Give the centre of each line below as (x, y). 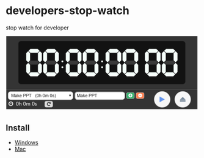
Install (18, 128)
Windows (26, 143)
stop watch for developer (38, 28)
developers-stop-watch (67, 11)
